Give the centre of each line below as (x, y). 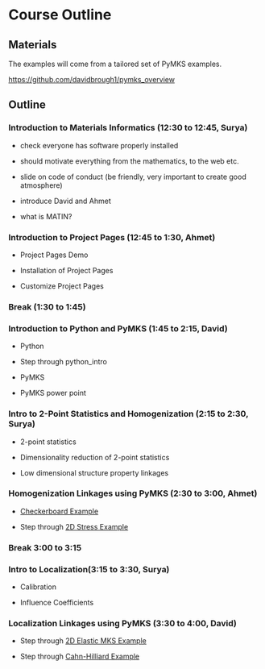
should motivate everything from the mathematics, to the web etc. (129, 161)
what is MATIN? (46, 216)
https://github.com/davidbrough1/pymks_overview (92, 79)
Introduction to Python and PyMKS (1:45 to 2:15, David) (118, 328)
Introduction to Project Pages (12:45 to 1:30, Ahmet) (112, 237)
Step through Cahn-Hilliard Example (80, 657)
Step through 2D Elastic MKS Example (83, 641)
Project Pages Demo (54, 255)
